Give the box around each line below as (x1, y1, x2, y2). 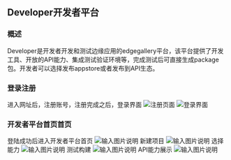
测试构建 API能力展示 (66, 145, 173, 154)
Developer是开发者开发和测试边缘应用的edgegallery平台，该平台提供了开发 (7, 46, 224, 54)
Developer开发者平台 (7, 6, 99, 19)
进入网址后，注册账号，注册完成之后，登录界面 (7, 100, 142, 108)
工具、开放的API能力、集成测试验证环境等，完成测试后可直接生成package (7, 55, 220, 64)
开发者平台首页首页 (7, 119, 72, 129)
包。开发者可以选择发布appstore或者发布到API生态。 (7, 64, 159, 72)
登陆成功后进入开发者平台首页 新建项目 (7, 137, 165, 145)
